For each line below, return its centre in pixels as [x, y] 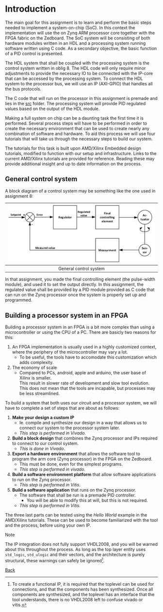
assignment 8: [19, 196]
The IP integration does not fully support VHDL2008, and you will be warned [81, 544]
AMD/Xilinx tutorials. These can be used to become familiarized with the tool [81, 520]
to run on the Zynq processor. [42, 480]
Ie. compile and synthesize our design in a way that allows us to [83, 423]
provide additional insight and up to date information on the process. [73, 164]
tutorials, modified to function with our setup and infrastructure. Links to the [81, 153]
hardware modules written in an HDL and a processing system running [75, 43]
